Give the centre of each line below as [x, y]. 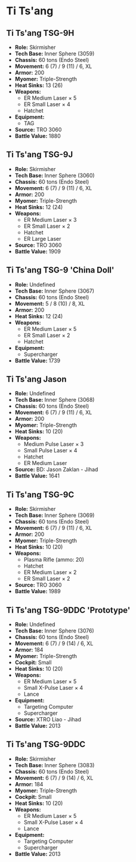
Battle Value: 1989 [38, 591]
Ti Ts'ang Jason [36, 379]
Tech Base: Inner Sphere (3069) [55, 515]
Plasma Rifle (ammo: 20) [54, 560]
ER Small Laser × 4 [47, 104]
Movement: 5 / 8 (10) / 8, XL [50, 303]
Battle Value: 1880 [38, 136]
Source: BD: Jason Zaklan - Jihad [56, 470]
